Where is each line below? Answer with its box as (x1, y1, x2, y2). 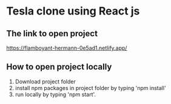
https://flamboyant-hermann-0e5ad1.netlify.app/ (6, 44, 127, 51)
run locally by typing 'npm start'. (15, 91, 96, 98)
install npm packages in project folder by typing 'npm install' (15, 84, 166, 91)
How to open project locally (6, 62, 112, 72)
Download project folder (15, 77, 76, 85)
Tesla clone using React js (6, 4, 140, 18)
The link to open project (6, 28, 98, 39)
